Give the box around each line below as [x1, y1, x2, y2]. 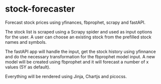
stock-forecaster [5, 3, 75, 15]
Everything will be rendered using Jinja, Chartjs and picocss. [5, 73, 127, 79]
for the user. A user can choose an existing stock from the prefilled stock [5, 34, 152, 40]
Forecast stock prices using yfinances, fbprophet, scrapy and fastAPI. [5, 19, 146, 25]
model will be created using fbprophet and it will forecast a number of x [5, 59, 149, 65]
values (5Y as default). [5, 64, 51, 70]
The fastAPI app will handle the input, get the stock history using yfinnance [5, 49, 156, 54]
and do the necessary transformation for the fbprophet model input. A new [5, 53, 155, 59]
